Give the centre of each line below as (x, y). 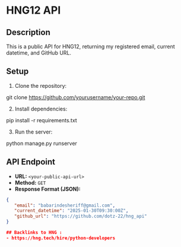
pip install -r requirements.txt (42, 120)
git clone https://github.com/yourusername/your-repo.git (76, 97)
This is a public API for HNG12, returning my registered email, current (90, 46)
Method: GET (30, 182)
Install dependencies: (41, 109)
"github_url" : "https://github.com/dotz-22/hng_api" (80, 216)
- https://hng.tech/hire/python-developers (61, 238)
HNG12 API (34, 10)
